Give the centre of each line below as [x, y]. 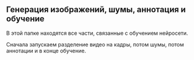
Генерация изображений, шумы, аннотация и [96, 10]
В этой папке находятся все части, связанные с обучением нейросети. [97, 33]
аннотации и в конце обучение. [46, 51]
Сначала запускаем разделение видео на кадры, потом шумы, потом [95, 44]
